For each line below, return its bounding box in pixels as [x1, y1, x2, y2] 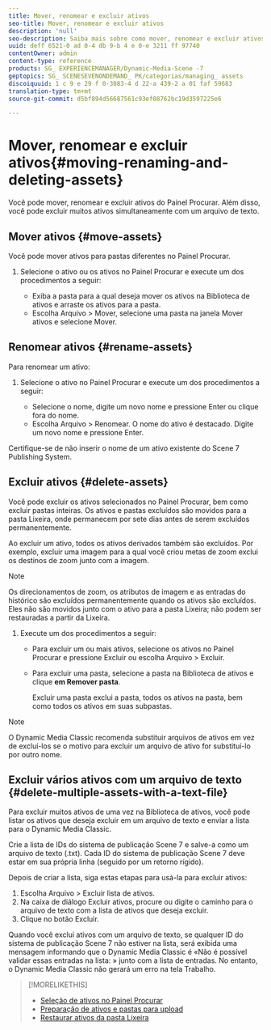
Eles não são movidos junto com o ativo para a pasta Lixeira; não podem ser [8, 604, 262, 613]
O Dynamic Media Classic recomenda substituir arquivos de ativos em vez [8, 732, 256, 742]
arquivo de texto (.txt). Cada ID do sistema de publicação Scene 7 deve [8, 849, 245, 858]
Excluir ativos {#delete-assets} [8, 475, 169, 490]
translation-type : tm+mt [8, 87, 92, 95]
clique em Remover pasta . [31, 676, 121, 686]
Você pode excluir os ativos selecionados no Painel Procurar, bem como [8, 497, 248, 507]
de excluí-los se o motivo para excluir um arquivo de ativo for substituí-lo [8, 741, 252, 751]
